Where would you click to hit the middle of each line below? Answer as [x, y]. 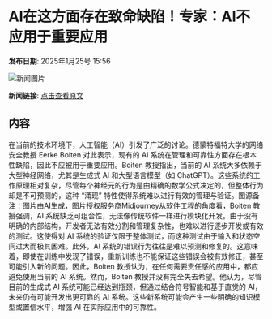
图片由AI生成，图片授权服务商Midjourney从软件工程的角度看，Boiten [137, 205]
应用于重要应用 [58, 37]
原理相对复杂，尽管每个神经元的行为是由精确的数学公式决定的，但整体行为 [139, 185]
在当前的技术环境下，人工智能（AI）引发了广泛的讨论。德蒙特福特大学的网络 [136, 144]
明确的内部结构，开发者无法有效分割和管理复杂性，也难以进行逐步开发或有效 [136, 226]
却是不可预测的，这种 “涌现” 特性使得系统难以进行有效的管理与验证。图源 [131, 195]
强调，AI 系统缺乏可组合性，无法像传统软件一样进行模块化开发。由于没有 [137, 215]
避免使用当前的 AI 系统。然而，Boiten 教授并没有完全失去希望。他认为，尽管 [136, 276]
